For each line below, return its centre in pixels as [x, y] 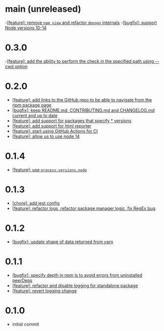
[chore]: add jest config [36, 203]
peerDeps [22, 280]
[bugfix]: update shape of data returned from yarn [63, 242]
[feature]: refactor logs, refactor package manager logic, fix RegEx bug [84, 208]
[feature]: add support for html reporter [52, 126]
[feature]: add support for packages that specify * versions [72, 121]
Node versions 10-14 [26, 27]
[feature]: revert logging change [44, 291]
